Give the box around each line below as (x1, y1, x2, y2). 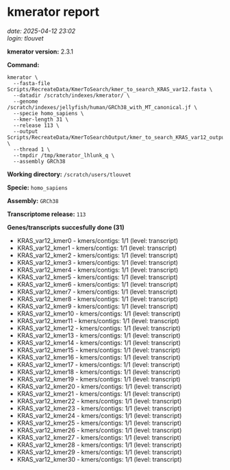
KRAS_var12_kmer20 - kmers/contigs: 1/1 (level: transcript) (16, 382, 182, 390)
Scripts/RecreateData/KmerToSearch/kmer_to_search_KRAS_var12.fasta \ (7, 86, 213, 93)
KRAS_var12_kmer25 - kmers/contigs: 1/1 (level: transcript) (16, 419, 182, 427)
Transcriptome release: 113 (7, 210, 86, 218)
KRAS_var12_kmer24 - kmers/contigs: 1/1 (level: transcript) (16, 411, 182, 419)
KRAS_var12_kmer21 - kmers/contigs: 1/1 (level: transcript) (16, 389, 181, 398)
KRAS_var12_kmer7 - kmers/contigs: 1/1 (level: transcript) (16, 287, 178, 296)
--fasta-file (13, 80, 51, 86)
